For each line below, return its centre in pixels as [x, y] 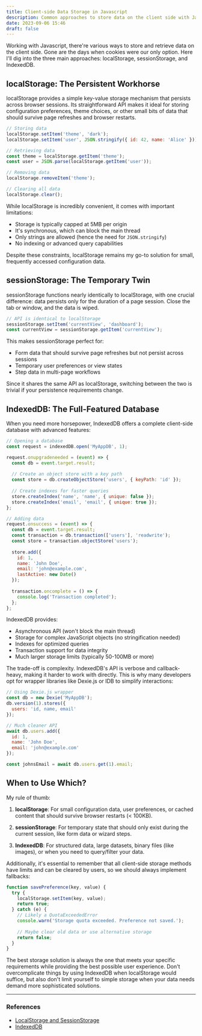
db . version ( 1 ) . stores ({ [36, 704]
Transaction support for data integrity [61, 650]
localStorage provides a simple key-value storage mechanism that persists [99, 98]
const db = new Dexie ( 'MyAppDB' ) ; [50, 698]
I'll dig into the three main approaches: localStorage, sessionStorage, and [97, 58]
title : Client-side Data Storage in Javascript [67, 12]
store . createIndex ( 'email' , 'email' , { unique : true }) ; [84, 502]
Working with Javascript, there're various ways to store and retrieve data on [100, 46]
